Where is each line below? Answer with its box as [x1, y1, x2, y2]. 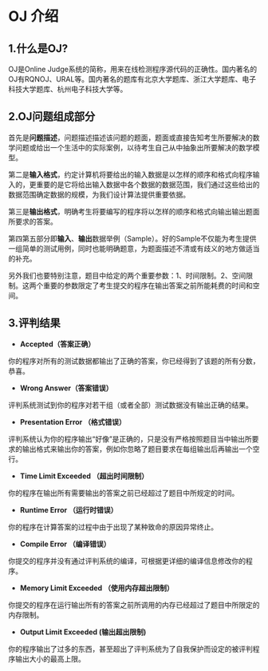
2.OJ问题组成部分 [8, 110, 96, 124]
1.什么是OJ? [8, 42, 69, 55]
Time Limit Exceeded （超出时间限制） [19, 471, 149, 481]
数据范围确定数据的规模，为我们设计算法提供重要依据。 [8, 190, 190, 199]
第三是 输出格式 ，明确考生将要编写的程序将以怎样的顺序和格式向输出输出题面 [8, 206, 260, 216]
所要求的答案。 [8, 217, 57, 226]
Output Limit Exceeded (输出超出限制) [19, 627, 147, 637]
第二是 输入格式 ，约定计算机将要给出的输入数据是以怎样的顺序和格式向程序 [8, 170, 253, 179]
